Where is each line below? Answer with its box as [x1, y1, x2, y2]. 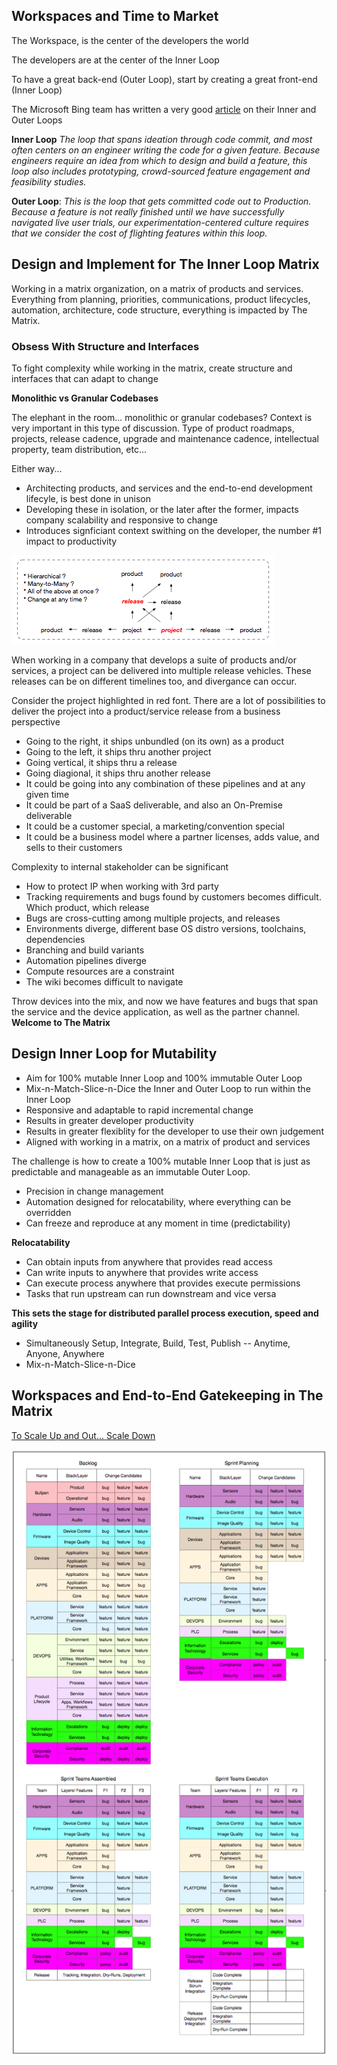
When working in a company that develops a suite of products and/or [11, 654, 297, 666]
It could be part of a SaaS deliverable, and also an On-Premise [25, 799, 283, 811]
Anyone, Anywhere [25, 1347, 105, 1359]
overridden [25, 1206, 72, 1218]
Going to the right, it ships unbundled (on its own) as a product [25, 735, 284, 747]
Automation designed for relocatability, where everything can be [25, 1195, 292, 1208]
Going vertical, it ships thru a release [25, 756, 178, 768]
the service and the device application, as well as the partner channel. [11, 1005, 301, 1018]
